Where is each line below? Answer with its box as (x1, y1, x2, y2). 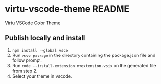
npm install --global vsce (12, 48, 68, 53)
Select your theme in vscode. (12, 73, 72, 79)
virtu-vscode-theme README (5, 3, 130, 15)
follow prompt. (12, 57, 42, 63)
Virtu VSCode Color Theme (5, 20, 61, 26)
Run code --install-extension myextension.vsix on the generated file (12, 62, 156, 68)
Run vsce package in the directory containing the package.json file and (12, 52, 156, 58)
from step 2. (12, 68, 38, 74)
